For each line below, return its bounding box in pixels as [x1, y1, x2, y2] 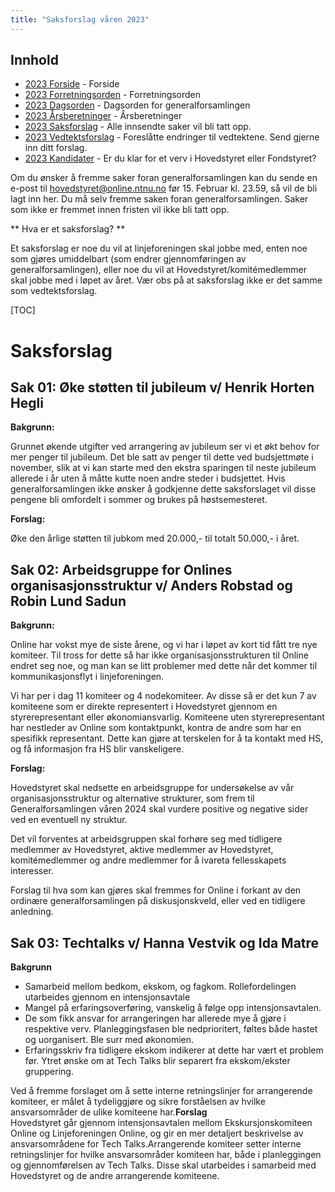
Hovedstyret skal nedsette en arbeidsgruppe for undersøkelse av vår [10, 782, 295, 794]
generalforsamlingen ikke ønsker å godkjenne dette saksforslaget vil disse [10, 483, 317, 495]
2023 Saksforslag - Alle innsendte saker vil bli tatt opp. [24, 121, 252, 133]
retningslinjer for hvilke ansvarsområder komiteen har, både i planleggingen [10, 1149, 322, 1161]
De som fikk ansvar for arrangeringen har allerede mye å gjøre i [24, 1012, 287, 1025]
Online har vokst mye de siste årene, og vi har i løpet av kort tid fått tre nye [10, 639, 318, 651]
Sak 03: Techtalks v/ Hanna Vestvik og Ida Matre [10, 934, 320, 951]
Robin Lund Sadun [10, 592, 127, 610]
